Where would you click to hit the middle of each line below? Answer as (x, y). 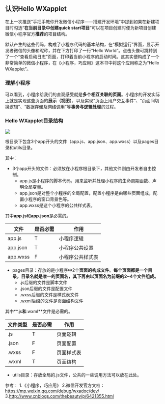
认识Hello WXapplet (36, 9)
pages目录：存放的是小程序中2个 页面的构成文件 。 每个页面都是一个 (80, 270)
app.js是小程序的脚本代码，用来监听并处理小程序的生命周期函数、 (86, 181)
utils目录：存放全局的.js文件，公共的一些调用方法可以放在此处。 (77, 375)
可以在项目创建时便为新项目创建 (124, 28)
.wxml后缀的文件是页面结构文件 (51, 301)
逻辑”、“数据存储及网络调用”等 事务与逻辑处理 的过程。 (64, 107)
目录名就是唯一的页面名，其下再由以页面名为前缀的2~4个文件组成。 (90, 276)
